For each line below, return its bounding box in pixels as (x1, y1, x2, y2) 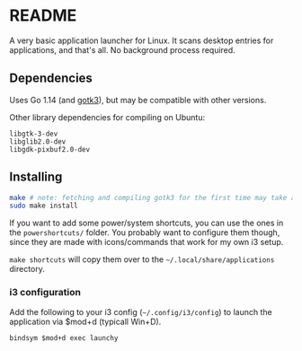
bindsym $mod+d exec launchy (9, 333, 119, 342)
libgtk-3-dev (9, 129, 58, 138)
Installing (9, 170, 63, 185)
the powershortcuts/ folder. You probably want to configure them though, (9, 227, 280, 238)
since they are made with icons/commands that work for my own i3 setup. (9, 237, 284, 248)
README (9, 5, 77, 26)
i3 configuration (9, 286, 81, 299)
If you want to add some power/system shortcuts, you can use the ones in (9, 217, 284, 229)
